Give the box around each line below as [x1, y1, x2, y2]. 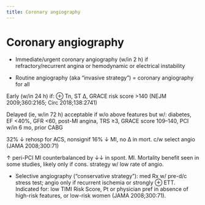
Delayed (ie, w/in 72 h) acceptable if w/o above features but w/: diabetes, [6, 111, 192, 118]
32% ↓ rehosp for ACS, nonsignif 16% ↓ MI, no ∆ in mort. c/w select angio [6, 135, 196, 143]
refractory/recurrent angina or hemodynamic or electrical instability [15, 62, 185, 69]
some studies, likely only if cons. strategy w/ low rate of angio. [6, 160, 164, 168]
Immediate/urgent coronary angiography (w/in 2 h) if [15, 56, 149, 63]
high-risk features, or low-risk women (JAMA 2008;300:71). [15, 192, 166, 199]
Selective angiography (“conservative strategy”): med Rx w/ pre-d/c [15, 172, 187, 179]
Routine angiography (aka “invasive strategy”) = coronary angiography [15, 74, 194, 81]
